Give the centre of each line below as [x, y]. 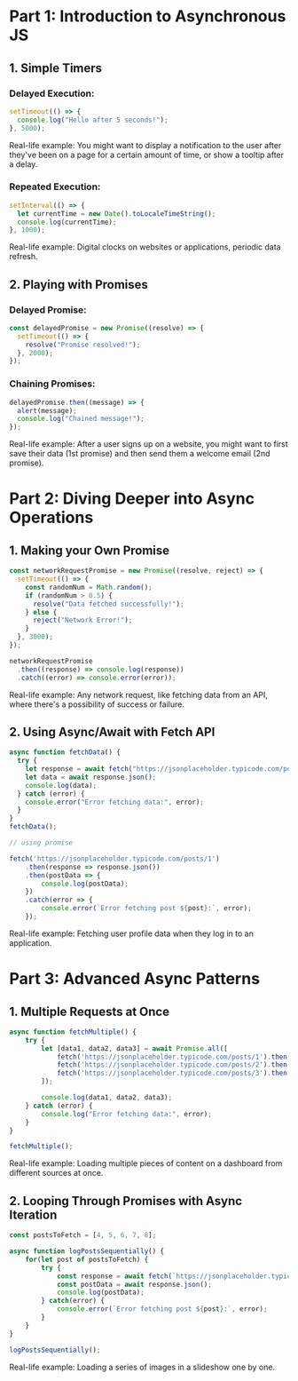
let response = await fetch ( [79, 769]
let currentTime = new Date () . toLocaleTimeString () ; [117, 214]
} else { [41, 612]
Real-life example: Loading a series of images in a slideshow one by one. [142, 1367]
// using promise [41, 843]
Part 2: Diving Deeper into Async [132, 499]
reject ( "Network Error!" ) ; [82, 620]
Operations [51, 518]
